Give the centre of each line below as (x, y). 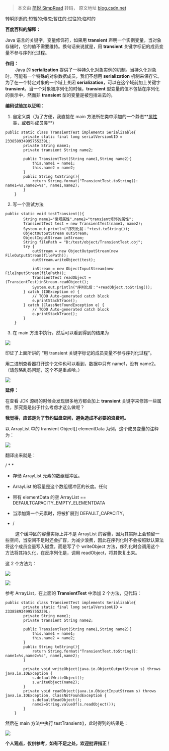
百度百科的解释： (23, 29)
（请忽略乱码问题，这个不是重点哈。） (44, 370)
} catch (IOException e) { (52, 292)
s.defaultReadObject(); (57, 700)
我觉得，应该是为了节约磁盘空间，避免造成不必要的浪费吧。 (67, 418)
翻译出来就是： (21, 455)
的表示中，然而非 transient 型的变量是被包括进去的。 (60, 95)
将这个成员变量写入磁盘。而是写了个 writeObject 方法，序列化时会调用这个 (82, 546)
